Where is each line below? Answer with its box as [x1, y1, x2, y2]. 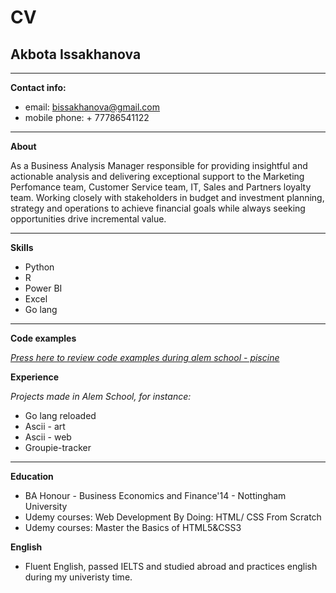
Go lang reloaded [24, 410, 97, 421]
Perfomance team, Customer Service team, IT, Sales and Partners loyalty [10, 181, 312, 193]
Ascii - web [24, 431, 72, 443]
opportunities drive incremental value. [10, 213, 167, 225]
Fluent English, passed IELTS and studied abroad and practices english [24, 561, 318, 572]
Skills [10, 242, 34, 253]
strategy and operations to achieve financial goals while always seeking [10, 202, 306, 214]
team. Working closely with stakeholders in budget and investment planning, [10, 192, 325, 203]
